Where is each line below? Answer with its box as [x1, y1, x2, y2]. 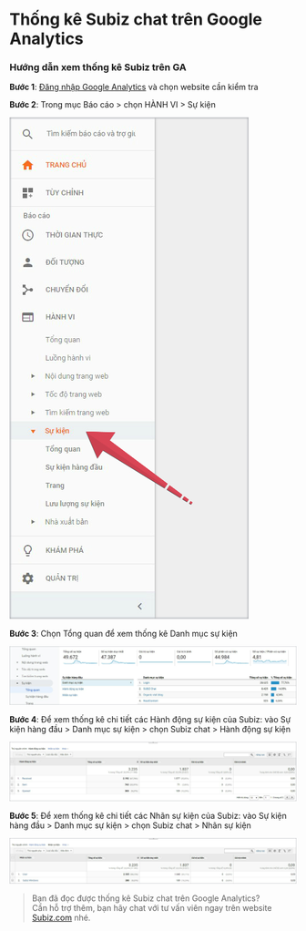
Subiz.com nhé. [31, 912, 91, 923]
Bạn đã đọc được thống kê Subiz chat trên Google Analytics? [31, 893, 260, 904]
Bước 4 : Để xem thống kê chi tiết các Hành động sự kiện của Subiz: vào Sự [9, 714, 291, 725]
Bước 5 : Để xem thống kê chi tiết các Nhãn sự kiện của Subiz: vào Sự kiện [9, 810, 287, 821]
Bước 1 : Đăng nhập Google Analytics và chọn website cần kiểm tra [9, 82, 259, 93]
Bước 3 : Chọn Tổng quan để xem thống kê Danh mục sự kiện [9, 629, 239, 639]
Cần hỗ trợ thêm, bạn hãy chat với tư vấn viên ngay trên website [31, 902, 272, 913]
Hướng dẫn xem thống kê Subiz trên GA [9, 61, 187, 74]
